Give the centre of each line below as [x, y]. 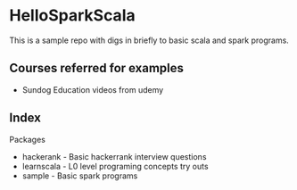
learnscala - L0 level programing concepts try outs [115, 166]
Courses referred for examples [97, 68]
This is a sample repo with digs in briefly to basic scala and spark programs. [149, 40]
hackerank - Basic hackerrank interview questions [114, 156]
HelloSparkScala [72, 16]
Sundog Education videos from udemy [93, 89]
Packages [28, 139]
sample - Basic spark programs [80, 176]
